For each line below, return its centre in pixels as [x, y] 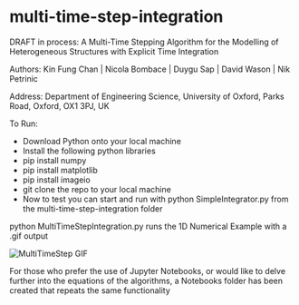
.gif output [29, 236]
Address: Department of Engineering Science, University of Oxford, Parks [147, 96]
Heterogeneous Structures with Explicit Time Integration [114, 51]
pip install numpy [54, 160]
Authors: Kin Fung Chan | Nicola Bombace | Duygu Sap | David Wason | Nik [150, 69]
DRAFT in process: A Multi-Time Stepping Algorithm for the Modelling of [144, 42]
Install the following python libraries [89, 151]
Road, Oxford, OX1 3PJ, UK [60, 105]
